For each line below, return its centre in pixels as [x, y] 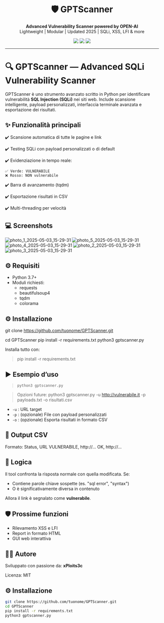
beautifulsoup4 [35, 293]
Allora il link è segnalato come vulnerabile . [48, 498]
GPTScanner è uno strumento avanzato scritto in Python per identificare [78, 94]
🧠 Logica [19, 462]
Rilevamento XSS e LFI [35, 528]
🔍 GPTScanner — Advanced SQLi [75, 67]
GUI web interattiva [31, 538]
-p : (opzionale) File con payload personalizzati [59, 414]
